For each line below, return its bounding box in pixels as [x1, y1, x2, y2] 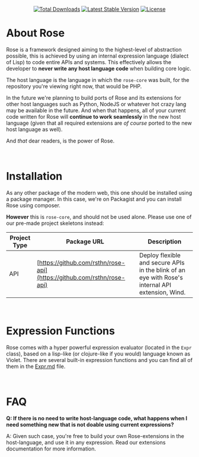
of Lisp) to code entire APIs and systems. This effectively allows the [6, 58, 172, 65]
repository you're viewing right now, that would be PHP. [6, 82, 142, 90]
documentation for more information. [6, 445, 97, 452]
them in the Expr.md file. [6, 363, 66, 370]
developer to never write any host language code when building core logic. [6, 65, 191, 72]
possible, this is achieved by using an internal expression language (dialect [6, 52, 189, 59]
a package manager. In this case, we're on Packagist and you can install [6, 195, 182, 202]
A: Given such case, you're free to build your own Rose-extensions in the [6, 432, 185, 439]
